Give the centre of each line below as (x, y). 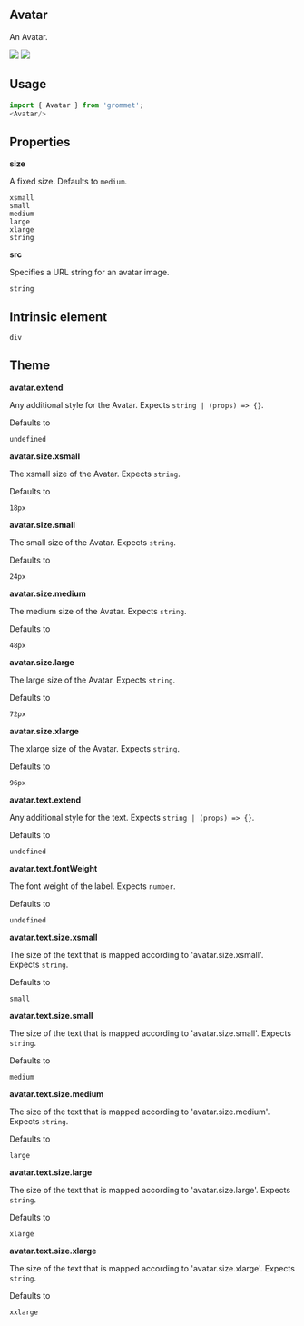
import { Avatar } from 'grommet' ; (77, 105)
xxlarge (24, 1312)
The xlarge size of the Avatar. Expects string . (94, 748)
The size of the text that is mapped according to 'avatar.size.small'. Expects (151, 1033)
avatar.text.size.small (51, 1015)
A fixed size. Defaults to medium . (69, 182)
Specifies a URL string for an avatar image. (89, 273)
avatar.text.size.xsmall (54, 937)
